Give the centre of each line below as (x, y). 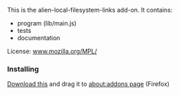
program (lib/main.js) (47, 23)
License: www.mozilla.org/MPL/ (52, 51)
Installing (23, 69)
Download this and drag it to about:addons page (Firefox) (88, 84)
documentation (39, 38)
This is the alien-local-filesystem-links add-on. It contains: (90, 10)
